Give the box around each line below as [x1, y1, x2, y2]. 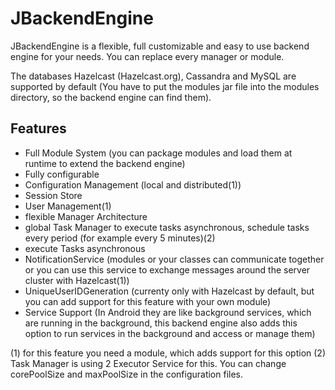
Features [10, 120, 67, 137]
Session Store [24, 189, 83, 201]
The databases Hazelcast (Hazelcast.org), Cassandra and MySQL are [10, 70, 297, 82]
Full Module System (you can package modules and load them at [24, 147, 293, 159]
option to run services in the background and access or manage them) [24, 327, 316, 339]
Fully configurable [24, 168, 100, 180]
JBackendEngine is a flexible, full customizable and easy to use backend [10, 40, 310, 52]
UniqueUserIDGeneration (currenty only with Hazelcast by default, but [24, 285, 315, 297]
